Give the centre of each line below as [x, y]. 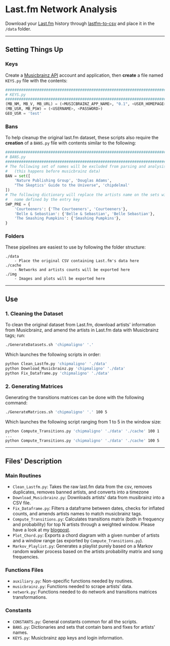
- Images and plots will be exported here [60, 279]
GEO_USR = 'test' [24, 113]
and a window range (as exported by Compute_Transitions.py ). [78, 541]
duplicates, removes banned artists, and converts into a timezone [81, 492]
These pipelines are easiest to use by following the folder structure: [75, 247]
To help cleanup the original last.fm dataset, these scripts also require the [82, 138]
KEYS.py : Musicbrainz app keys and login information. [68, 638]
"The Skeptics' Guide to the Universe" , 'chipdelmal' [72, 186]
